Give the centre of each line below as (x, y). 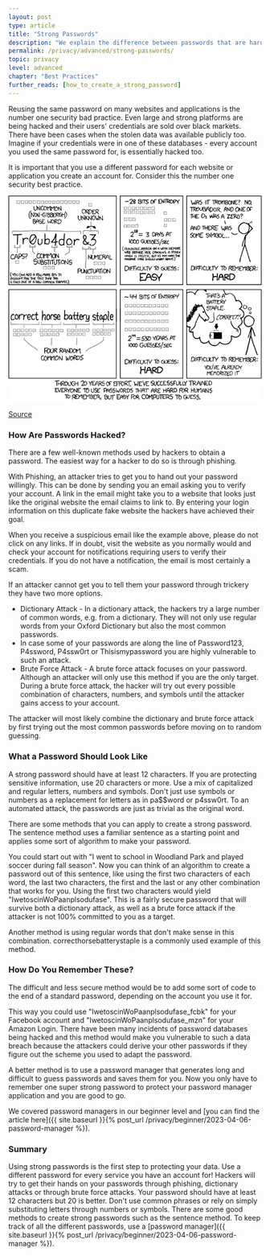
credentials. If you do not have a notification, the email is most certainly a (129, 561)
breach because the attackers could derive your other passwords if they (128, 1045)
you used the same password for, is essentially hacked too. (106, 151)
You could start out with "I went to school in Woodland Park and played (126, 856)
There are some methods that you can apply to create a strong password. (130, 824)
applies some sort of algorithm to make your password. (100, 841)
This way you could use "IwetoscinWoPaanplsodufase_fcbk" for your (123, 1011)
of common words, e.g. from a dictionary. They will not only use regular (138, 618)
